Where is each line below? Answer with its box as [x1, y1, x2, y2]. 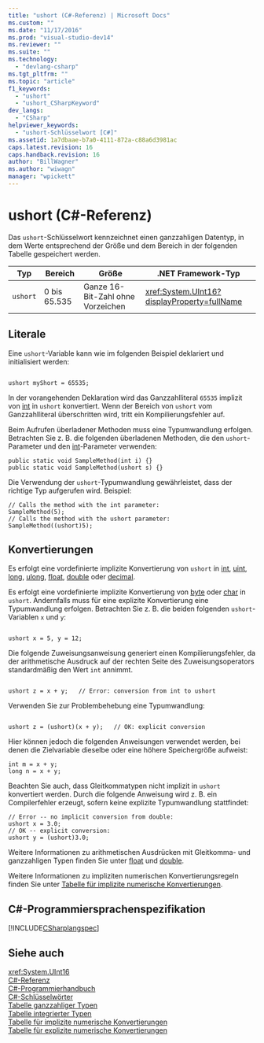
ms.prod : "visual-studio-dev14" [8, 33, 114, 42]
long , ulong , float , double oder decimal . [8, 572, 136, 582]
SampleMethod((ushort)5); [8, 521, 93, 530]
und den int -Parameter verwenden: [43, 442, 157, 451]
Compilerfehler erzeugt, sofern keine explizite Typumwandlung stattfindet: [8, 798, 249, 808]
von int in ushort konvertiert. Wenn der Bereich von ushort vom [8, 401, 213, 410]
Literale [8, 327, 46, 341]
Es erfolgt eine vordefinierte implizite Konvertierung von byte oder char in [8, 587, 246, 597]
